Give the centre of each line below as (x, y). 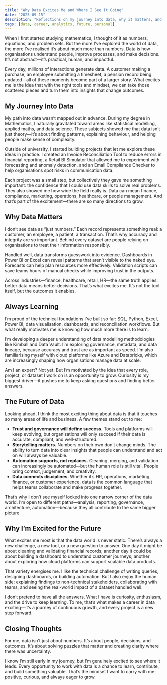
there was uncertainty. (28, 651)
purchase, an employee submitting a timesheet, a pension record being (78, 74)
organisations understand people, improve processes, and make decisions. (82, 54)
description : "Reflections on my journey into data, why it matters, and (83, 19)
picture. (13, 513)
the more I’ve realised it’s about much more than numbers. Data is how (78, 49)
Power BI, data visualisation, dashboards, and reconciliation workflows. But (82, 324)
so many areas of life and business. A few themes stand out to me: (74, 419)
